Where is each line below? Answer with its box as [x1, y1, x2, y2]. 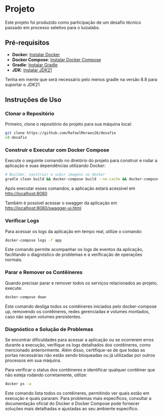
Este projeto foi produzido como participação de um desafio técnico [5, 19, 142, 25]
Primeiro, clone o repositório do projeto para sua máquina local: [5, 121, 132, 127]
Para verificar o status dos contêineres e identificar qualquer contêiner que [5, 366, 155, 372]
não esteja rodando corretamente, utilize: [5, 372, 87, 378]
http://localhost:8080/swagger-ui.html [5, 205, 81, 211]
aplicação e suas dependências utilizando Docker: [5, 163, 106, 168]
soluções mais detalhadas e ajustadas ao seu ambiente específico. [5, 405, 139, 411]
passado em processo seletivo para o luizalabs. [5, 24, 100, 30]
